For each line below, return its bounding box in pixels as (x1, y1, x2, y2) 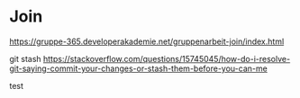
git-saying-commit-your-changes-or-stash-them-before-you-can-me (9, 63, 268, 74)
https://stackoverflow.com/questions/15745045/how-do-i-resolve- (43, 53, 291, 64)
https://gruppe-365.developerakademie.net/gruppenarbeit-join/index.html (9, 36, 285, 47)
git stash (9, 53, 42, 64)
